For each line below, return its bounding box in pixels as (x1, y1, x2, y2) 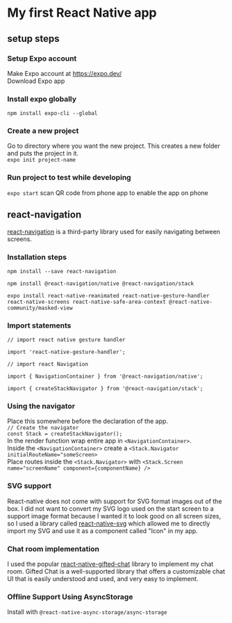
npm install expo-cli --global (7, 110, 98, 117)
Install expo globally (7, 94, 77, 104)
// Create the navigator (7, 424, 79, 431)
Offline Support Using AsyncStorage (7, 592, 133, 601)
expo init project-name (7, 157, 76, 164)
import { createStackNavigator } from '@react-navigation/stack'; (7, 385, 204, 392)
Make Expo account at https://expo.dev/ (7, 69, 122, 77)
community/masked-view (7, 305, 73, 311)
